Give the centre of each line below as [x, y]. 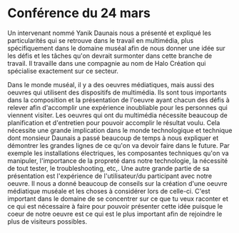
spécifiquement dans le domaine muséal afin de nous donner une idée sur [117, 48]
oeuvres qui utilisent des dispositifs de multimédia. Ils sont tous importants [117, 92]
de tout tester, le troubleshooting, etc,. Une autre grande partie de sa [108, 168]
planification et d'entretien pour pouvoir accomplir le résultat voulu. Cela [114, 122]
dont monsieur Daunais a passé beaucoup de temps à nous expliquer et [113, 138]
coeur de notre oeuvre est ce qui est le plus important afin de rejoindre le [115, 214]
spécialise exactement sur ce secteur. [63, 71]
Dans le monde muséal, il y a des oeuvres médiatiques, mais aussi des [111, 84]
